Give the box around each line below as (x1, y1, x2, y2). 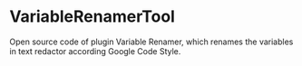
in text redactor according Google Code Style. (9, 45, 181, 56)
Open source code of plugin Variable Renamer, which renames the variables (9, 36, 294, 47)
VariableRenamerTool (9, 6, 175, 27)
